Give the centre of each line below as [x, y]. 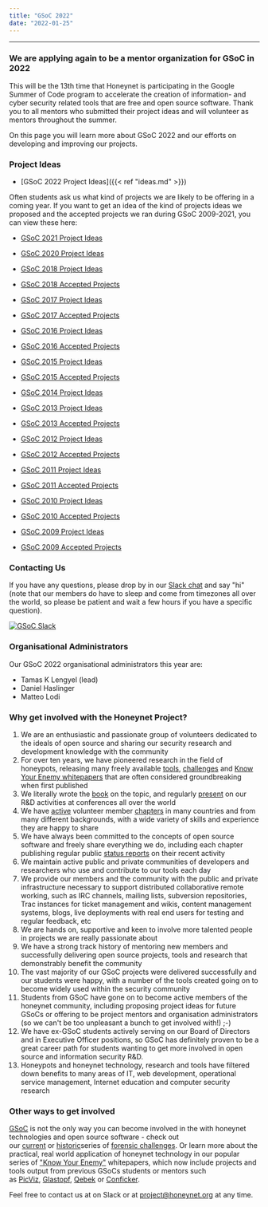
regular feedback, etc [56, 921]
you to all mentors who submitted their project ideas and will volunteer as [129, 111]
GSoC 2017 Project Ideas [61, 300]
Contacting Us [37, 568]
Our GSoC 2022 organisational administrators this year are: [106, 664]
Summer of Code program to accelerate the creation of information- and [128, 94]
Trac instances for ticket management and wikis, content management [136, 904]
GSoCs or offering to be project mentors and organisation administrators [139, 1014]
